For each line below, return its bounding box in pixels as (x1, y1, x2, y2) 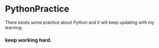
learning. (5, 24, 23, 30)
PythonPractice (5, 3, 70, 15)
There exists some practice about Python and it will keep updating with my (5, 19, 155, 25)
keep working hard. (5, 36, 52, 43)
